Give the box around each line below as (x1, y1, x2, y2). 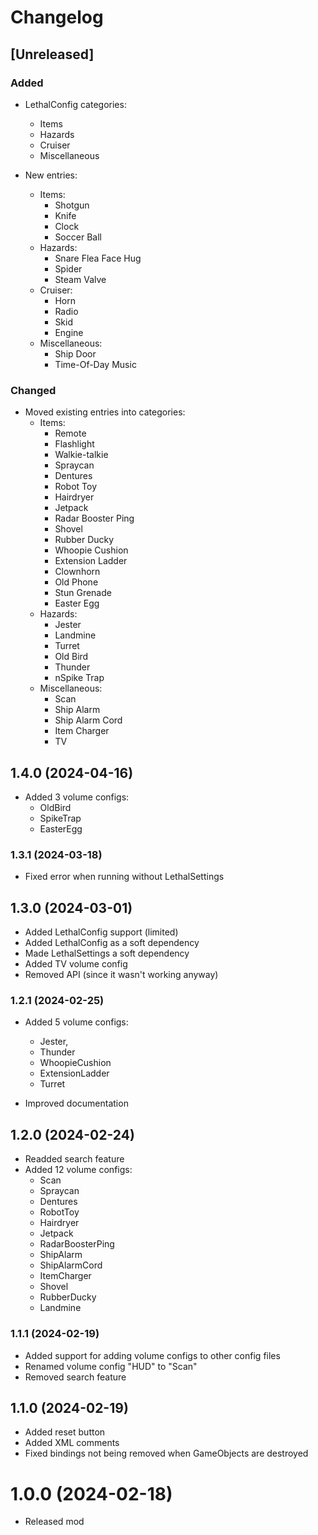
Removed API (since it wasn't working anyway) (24, 969, 219, 981)
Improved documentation (24, 1097, 129, 1110)
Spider (54, 262, 83, 275)
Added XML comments (24, 1437, 120, 1449)
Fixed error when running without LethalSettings (24, 871, 225, 883)
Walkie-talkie (54, 449, 109, 461)
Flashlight (54, 438, 95, 450)
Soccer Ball (54, 231, 102, 243)
